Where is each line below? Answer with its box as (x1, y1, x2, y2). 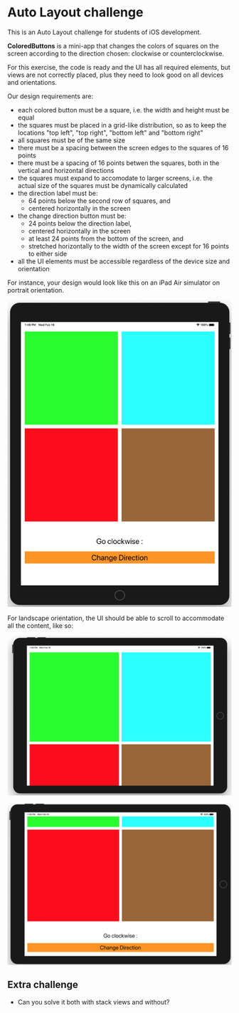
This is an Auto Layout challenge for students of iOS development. (7, 28, 201, 36)
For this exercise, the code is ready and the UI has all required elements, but (7, 63, 231, 71)
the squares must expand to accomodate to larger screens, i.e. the (17, 174, 213, 182)
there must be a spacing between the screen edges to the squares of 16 (17, 143, 229, 152)
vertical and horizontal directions (17, 166, 115, 174)
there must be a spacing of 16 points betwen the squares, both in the (17, 158, 220, 167)
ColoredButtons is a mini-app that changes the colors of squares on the (7, 41, 219, 50)
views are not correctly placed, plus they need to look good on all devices (7, 70, 224, 79)
